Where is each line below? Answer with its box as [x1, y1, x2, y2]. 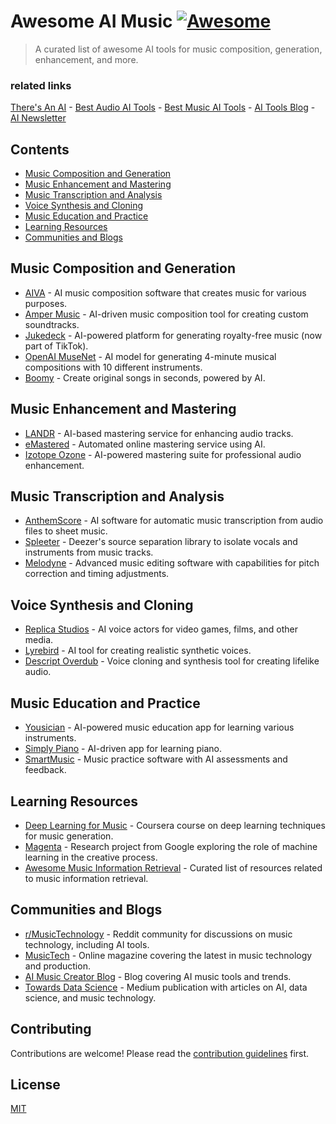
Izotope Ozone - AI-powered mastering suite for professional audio [24, 448, 302, 460]
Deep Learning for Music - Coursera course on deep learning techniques [24, 819, 326, 831]
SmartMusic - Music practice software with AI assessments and [24, 753, 288, 765]
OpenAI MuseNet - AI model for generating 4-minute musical [24, 350, 277, 362]
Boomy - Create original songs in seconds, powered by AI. [24, 371, 266, 384]
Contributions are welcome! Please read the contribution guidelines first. [10, 1047, 310, 1059]
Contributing [10, 1021, 92, 1038]
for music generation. [24, 830, 114, 842]
